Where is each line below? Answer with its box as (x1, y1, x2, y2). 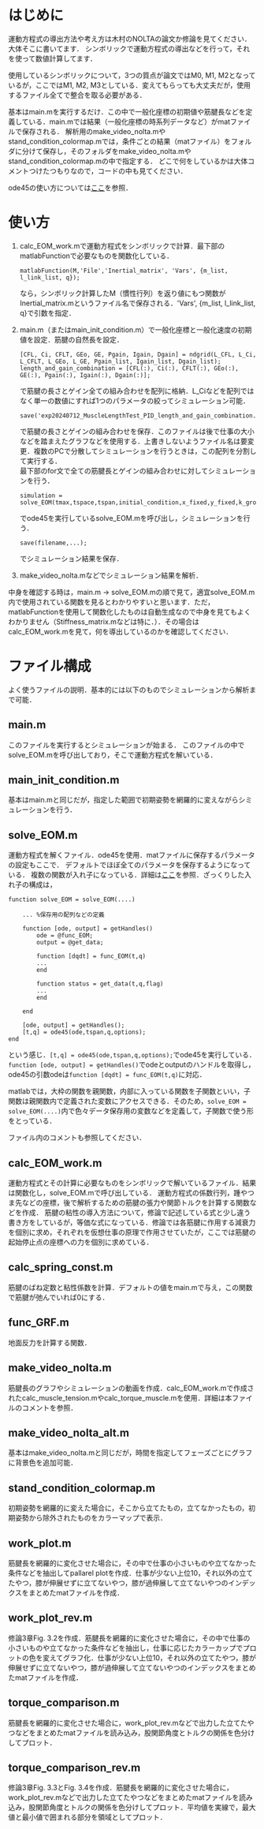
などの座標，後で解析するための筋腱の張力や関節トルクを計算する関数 (21, 1198, 250, 1207)
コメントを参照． (21, 1403, 77, 1412)
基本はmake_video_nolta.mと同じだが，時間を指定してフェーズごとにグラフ (8, 1448, 253, 1457)
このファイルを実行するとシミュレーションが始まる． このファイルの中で (8, 740, 245, 750)
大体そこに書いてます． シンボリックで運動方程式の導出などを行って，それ (8, 43, 251, 53)
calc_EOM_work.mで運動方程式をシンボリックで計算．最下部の (19, 241, 225, 250)
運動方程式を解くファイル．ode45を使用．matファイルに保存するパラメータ (8, 851, 255, 860)
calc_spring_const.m (8, 1261, 113, 1274)
